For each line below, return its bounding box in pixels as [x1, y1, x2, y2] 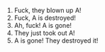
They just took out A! [13, 28, 76, 37]
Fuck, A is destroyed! [13, 14, 77, 22]
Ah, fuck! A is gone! [13, 21, 72, 29]
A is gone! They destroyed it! [13, 36, 99, 45]
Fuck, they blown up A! [13, 6, 82, 14]
